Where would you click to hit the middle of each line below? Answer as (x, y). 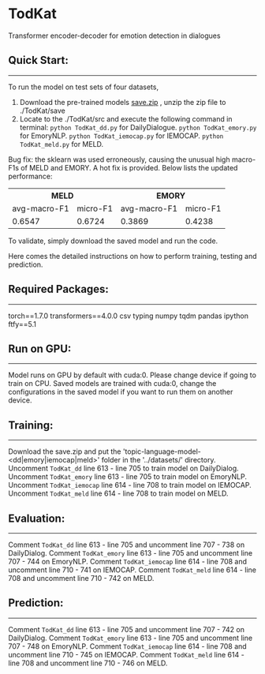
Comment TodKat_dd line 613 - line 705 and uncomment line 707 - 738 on (127, 545)
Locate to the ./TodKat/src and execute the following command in (126, 118)
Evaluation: (37, 518)
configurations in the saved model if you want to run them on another (121, 392)
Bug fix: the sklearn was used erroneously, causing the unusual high (119, 159)
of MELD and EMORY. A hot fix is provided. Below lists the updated (129, 167)
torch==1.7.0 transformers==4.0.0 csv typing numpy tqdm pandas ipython (128, 316)
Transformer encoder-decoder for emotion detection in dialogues (114, 36)
